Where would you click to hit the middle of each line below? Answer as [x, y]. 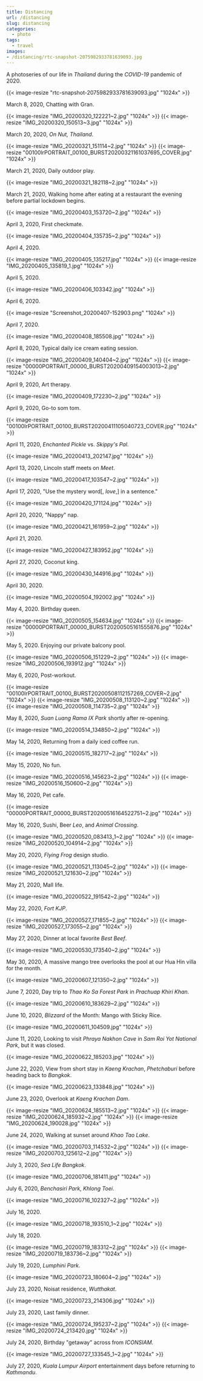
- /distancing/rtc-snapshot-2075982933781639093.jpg [74, 57]
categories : [21, 29]
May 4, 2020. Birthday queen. [43, 609]
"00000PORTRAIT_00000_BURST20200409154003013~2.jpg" [101, 366]
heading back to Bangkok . [39, 1075]
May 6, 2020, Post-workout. [41, 675]
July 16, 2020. [24, 1212]
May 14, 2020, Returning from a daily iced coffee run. [73, 741]
